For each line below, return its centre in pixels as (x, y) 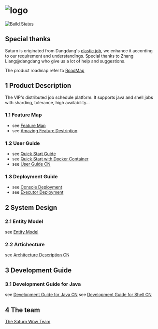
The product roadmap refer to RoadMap (45, 70)
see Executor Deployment (38, 192)
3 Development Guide (38, 270)
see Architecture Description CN (37, 255)
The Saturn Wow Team (28, 321)
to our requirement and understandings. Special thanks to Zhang (69, 56)
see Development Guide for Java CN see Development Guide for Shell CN (79, 295)
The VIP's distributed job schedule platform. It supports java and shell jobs (79, 97)
